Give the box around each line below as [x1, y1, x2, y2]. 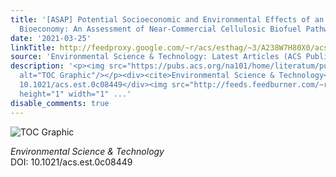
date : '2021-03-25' [10, 33, 92, 43]
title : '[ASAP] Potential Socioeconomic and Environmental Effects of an [10, 14, 325, 25]
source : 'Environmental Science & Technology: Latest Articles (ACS [10, 52, 302, 62]
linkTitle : [10, 42, 56, 53]
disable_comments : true [10, 98, 110, 108]
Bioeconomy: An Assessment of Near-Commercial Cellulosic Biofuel [19, 24, 302, 34]
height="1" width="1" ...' [19, 89, 132, 99]
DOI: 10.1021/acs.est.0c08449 [10, 156, 133, 168]
